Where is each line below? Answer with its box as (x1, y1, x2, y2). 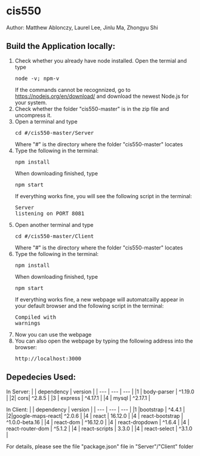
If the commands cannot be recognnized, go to (14, 86, 131, 93)
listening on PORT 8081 (14, 210, 85, 217)
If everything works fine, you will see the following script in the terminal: (14, 192, 192, 199)
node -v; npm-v (14, 75, 60, 82)
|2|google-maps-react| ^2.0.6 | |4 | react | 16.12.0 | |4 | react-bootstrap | (6, 412, 183, 419)
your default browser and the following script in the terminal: (14, 302, 164, 309)
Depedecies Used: (6, 372, 76, 383)
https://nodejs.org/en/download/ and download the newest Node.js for (14, 93, 189, 100)
